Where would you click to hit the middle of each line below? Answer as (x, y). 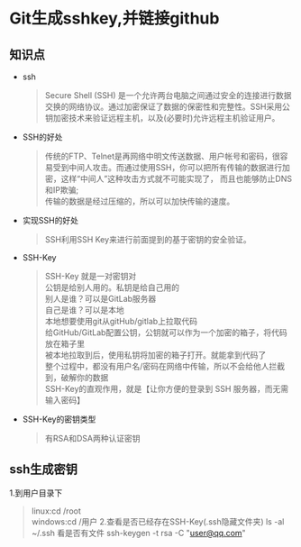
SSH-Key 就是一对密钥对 (91, 276)
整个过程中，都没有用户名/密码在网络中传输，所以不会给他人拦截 (165, 366)
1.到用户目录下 (36, 493)
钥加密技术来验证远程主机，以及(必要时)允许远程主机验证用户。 (162, 118)
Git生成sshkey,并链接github (114, 18)
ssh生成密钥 (44, 470)
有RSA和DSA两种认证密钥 (92, 438)
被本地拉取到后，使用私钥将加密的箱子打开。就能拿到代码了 (155, 355)
